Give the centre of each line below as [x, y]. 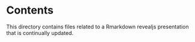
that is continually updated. [40, 33]
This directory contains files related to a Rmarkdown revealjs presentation [97, 27]
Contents [30, 10]
